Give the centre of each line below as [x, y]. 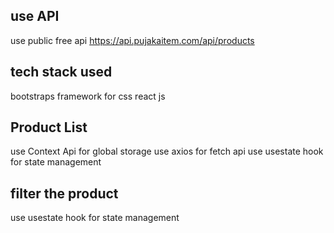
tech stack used [61, 72]
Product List [49, 127]
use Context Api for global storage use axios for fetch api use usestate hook [167, 151]
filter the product [64, 193]
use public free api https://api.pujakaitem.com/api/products [132, 40]
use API [35, 16]
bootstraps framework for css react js [88, 96]
